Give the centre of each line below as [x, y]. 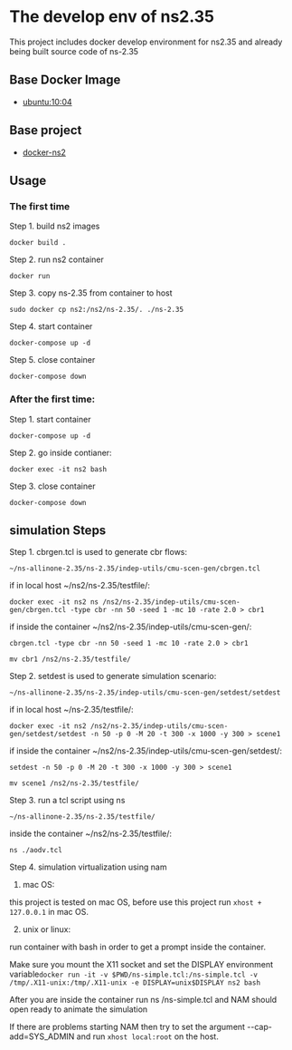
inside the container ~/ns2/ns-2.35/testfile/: [91, 834]
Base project [46, 130]
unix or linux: [46, 929]
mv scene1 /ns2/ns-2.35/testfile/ [75, 783]
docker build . [38, 243]
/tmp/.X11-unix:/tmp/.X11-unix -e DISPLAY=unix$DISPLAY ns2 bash [135, 983]
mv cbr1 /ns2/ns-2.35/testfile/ [70, 659]
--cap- [260, 1027]
